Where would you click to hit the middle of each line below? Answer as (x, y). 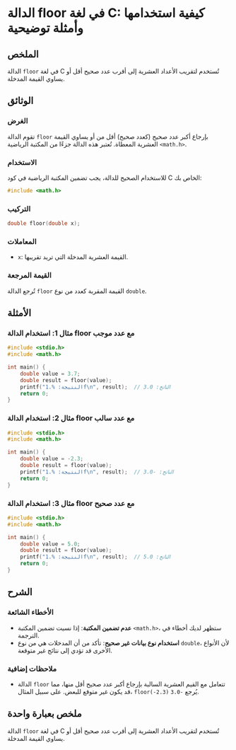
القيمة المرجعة (29, 275)
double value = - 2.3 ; (52, 459)
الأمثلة (19, 313)
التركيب (19, 209)
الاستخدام (22, 162)
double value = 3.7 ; (50, 374)
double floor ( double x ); (44, 224)
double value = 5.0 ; (50, 544)
